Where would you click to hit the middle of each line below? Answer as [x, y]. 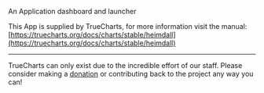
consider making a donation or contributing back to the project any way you [131, 74]
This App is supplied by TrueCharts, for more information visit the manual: [128, 26]
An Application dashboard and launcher [72, 11]
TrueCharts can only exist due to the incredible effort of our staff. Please [125, 65]
